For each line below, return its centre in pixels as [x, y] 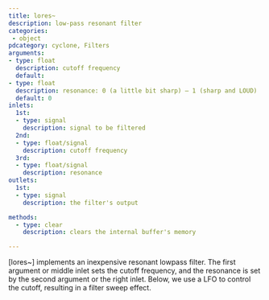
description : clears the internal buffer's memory [110, 232]
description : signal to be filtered [85, 128]
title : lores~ [32, 16]
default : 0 [34, 98]
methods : [23, 217]
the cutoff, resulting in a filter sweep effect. [80, 288]
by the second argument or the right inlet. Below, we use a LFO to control [130, 279]
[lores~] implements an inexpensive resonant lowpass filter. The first [122, 262]
